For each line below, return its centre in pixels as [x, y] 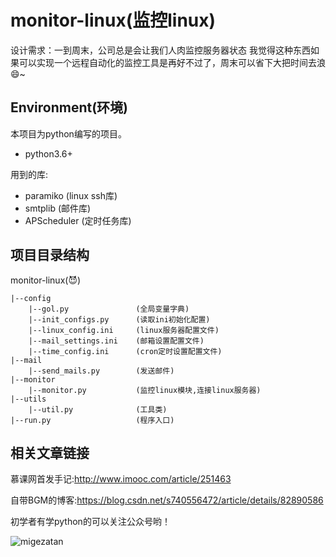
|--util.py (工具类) [98, 409]
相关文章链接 [50, 452]
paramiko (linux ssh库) [71, 195]
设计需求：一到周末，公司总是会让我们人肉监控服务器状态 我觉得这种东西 [160, 50]
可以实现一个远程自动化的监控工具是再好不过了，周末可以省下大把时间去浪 [172, 62]
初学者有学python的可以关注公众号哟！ [90, 522]
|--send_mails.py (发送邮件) [101, 371]
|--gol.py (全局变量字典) [109, 309]
